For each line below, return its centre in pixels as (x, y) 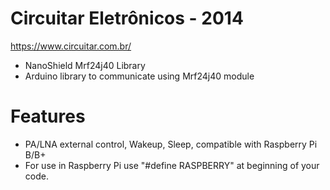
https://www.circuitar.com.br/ (71, 46)
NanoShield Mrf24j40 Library (85, 65)
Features (48, 116)
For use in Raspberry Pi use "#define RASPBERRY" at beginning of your (172, 165)
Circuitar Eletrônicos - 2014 (127, 18)
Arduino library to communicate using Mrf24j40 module (139, 76)
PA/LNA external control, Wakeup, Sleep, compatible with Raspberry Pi (171, 144)
